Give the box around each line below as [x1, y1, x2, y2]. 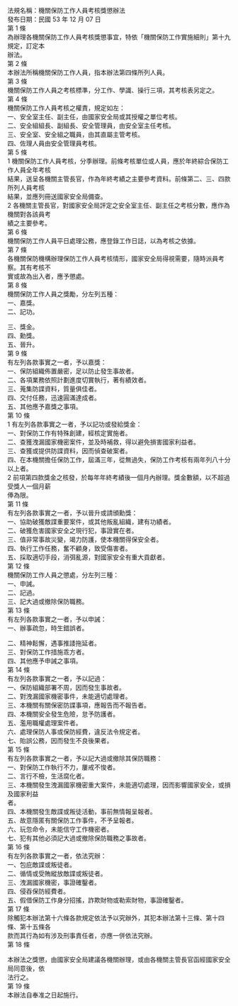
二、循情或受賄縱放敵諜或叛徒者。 [7, 869, 107, 878]
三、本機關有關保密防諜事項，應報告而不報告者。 [7, 701, 150, 709]
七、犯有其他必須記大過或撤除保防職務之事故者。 [7, 834, 150, 842]
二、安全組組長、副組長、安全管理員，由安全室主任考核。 [7, 121, 175, 130]
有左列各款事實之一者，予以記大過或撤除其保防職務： [7, 754, 163, 762]
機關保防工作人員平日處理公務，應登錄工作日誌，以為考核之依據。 [7, 237, 200, 245]
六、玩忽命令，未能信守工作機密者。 [7, 825, 113, 833]
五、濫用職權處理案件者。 [7, 719, 82, 727]
